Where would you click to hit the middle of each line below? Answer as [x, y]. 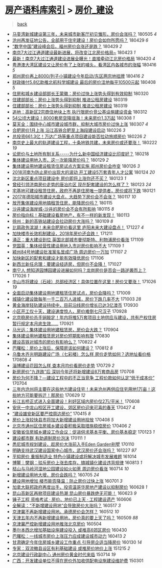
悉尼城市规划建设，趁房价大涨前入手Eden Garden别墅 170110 [73, 444]
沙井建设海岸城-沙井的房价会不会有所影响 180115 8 [63, 209]
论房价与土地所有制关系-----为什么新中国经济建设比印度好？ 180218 [81, 154]
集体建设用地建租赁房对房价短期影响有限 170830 [61, 336]
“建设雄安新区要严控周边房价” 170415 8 [51, 413]
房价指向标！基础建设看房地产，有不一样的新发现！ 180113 [71, 215]
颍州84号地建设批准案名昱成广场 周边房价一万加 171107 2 [69, 252]
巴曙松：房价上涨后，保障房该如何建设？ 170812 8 [62, 348]
